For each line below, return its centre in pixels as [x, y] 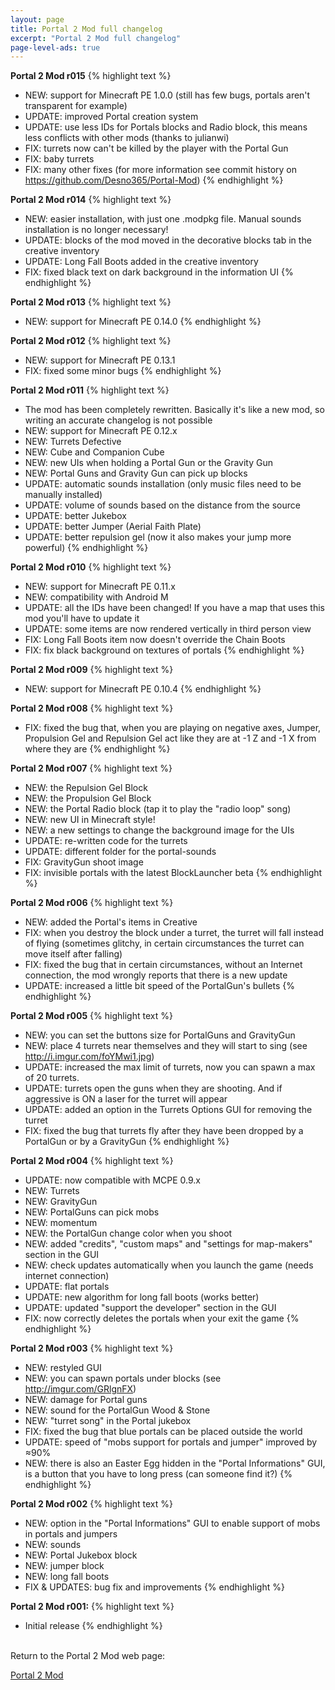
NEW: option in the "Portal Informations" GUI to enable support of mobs [172, 1523]
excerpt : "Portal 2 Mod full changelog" [96, 38]
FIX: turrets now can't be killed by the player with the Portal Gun [156, 148]
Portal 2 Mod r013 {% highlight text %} [91, 302]
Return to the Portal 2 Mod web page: [88, 1656]
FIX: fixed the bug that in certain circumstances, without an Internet [163, 965]
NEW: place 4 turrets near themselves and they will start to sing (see [166, 1046]
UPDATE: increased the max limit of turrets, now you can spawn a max [170, 1067]
